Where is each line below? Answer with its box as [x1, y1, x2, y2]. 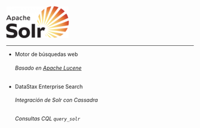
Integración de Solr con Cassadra [14, 96, 98, 104]
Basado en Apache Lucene [14, 64, 82, 71]
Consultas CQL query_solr [14, 115, 80, 122]
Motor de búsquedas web [14, 51, 79, 58]
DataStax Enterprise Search [14, 83, 83, 90]
